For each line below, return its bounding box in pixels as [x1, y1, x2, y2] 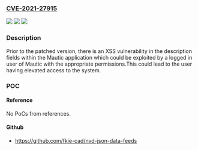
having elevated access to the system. [6, 66, 101, 73]
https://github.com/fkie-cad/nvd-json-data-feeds [14, 137, 137, 144]
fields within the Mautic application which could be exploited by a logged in [6, 54, 193, 61]
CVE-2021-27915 [6, 4, 58, 13]
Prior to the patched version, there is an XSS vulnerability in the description [6, 47, 192, 55]
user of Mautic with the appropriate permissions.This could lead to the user [6, 60, 193, 67]
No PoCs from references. [6, 110, 71, 117]
